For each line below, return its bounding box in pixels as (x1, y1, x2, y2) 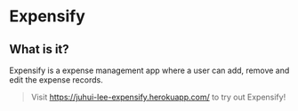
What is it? (9, 42, 69, 57)
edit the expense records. (9, 75, 104, 85)
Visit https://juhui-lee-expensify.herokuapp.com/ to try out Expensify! (30, 91, 286, 102)
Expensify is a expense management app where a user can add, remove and (9, 65, 290, 75)
